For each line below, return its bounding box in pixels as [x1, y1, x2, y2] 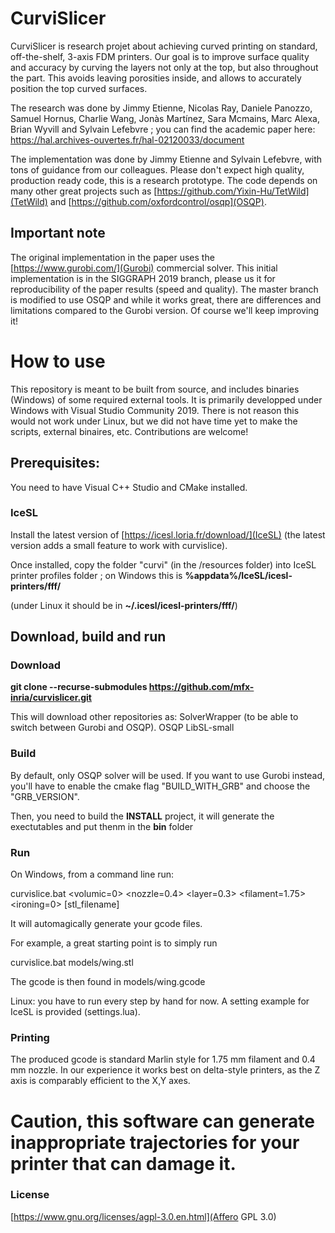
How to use [10, 350, 106, 372]
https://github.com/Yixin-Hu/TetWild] [156, 185, 310, 197]
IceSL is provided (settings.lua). [10, 1006, 141, 1018]
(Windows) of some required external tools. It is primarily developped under [10, 393, 323, 406]
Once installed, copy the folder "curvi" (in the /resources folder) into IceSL [10, 558, 317, 571]
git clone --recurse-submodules [10, 681, 148, 693]
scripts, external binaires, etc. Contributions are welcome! [10, 425, 249, 437]
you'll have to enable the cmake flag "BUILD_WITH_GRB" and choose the [10, 780, 311, 792]
